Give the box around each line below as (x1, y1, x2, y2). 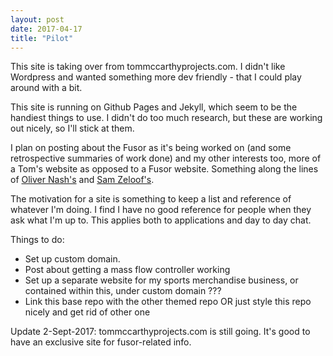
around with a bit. (10, 82, 83, 94)
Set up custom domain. (24, 253, 121, 265)
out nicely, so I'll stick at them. (10, 122, 135, 135)
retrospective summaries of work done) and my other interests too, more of (10, 152, 322, 165)
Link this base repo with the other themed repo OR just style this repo (24, 296, 312, 308)
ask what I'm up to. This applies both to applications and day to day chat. (10, 214, 312, 226)
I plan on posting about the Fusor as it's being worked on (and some (10, 142, 292, 154)
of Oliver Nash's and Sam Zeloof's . (10, 174, 155, 186)
